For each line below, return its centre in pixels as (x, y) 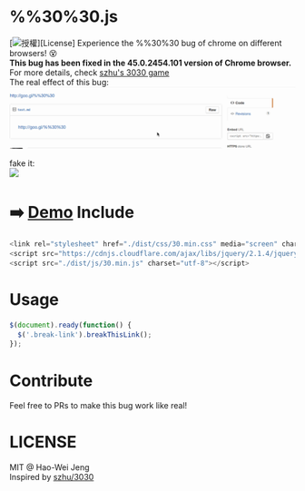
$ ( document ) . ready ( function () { (70, 325)
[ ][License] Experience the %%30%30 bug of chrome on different (146, 43)
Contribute (51, 381)
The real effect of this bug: (59, 82)
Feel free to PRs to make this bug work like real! (98, 406)
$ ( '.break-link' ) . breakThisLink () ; (85, 334)
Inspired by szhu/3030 (52, 477)
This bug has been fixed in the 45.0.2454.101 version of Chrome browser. (151, 63)
